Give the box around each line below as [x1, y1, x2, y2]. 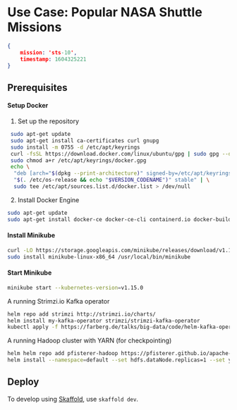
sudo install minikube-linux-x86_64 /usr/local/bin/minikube [7, 253, 191, 261]
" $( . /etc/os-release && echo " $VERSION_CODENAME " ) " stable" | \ [13, 177, 210, 184]
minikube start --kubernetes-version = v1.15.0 [7, 284, 143, 291]
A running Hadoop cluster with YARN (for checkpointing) [7, 336, 172, 345]
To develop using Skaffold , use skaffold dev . [7, 395, 139, 403]
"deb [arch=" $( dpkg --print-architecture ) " [13, 170, 143, 177]
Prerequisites [7, 82, 68, 94]
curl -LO [7, 247, 33, 254]
